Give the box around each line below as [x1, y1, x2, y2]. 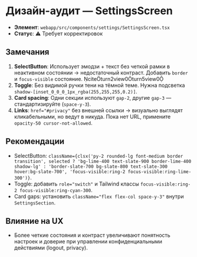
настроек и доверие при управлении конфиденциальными [14, 238, 163, 245]
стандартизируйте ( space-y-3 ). [14, 100, 91, 108]
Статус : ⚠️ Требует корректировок [14, 30, 103, 37]
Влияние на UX [5, 216, 64, 226]
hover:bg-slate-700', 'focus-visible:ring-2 [14, 168, 126, 175]
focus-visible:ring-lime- [127, 168, 192, 175]
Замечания [5, 47, 50, 57]
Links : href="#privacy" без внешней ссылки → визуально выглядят [14, 106, 183, 113]
